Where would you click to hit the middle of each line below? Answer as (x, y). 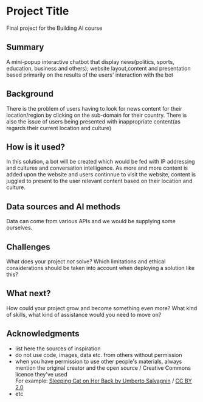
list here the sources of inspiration (58, 348)
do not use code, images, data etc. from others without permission (98, 355)
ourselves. (19, 228)
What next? (29, 293)
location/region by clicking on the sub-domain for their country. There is (97, 115)
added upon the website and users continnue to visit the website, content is (101, 175)
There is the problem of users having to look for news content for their (94, 108)
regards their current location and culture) (59, 128)
